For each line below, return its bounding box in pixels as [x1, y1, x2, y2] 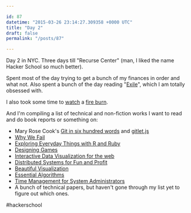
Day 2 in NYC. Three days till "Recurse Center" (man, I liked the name [6, 57, 175, 64]
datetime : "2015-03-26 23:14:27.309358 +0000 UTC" [6, 19, 133, 25]
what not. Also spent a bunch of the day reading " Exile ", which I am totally [6, 81, 185, 88]
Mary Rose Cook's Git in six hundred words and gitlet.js [14, 128, 149, 135]
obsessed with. [6, 87, 43, 94]
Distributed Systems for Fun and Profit [14, 159, 108, 166]
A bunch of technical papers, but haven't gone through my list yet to [14, 184, 180, 191]
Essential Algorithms [14, 171, 65, 178]
